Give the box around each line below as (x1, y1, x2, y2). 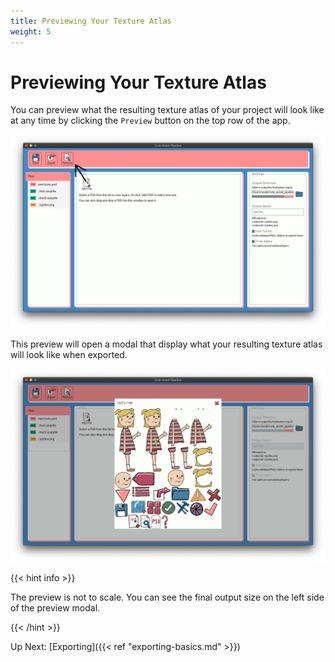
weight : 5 (10, 26, 52, 37)
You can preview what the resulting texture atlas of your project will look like (10, 104, 325, 116)
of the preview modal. (10, 601, 101, 614)
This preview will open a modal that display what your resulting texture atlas (10, 338, 323, 350)
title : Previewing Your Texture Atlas (10, 16, 172, 26)
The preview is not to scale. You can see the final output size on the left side (10, 591, 325, 603)
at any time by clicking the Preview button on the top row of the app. (10, 115, 291, 127)
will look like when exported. (10, 348, 128, 360)
